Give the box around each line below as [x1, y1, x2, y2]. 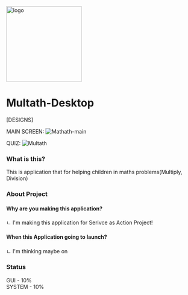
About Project [6, 190, 48, 198]
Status [6, 263, 26, 271]
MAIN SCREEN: [6, 128, 45, 135]
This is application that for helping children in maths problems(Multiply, [6, 169, 183, 176]
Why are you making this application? [6, 205, 103, 212]
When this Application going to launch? [6, 233, 107, 241]
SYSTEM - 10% [6, 283, 45, 290]
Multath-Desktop [6, 96, 95, 110]
